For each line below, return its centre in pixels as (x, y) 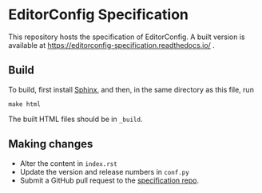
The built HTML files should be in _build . (75, 119)
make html (25, 104)
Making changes (51, 144)
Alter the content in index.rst (68, 163)
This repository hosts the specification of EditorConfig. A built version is (127, 37)
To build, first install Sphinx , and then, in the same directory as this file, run (131, 89)
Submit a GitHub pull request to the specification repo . (109, 180)
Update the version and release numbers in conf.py (104, 171)
